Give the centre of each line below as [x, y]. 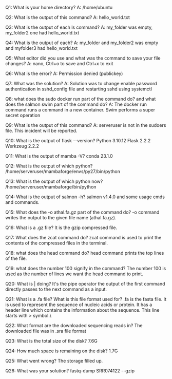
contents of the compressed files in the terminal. [56, 243]
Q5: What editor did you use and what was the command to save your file [83, 58]
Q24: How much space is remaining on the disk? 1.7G [62, 351]
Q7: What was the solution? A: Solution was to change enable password [81, 83]
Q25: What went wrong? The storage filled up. [54, 361]
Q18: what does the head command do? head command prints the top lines [85, 253]
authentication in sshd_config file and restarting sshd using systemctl [79, 89]
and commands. [22, 202]
